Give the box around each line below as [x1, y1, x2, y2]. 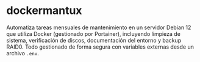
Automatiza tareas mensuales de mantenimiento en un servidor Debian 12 [6, 24, 191, 31]
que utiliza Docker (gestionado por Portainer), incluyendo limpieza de [6, 30, 181, 37]
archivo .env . [6, 49, 40, 57]
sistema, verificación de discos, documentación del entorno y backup [6, 36, 182, 44]
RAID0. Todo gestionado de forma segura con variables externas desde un [6, 43, 194, 50]
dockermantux [6, 4, 82, 18]
